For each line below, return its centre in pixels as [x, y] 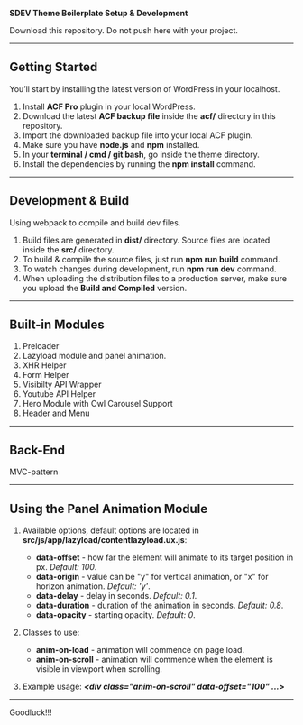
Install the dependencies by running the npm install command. [139, 164]
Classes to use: [51, 633]
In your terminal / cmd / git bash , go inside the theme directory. [141, 154]
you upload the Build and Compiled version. [105, 288]
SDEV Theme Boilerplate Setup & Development [99, 13]
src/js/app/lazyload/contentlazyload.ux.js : [105, 540]
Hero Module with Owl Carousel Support [97, 404]
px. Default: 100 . [66, 567]
